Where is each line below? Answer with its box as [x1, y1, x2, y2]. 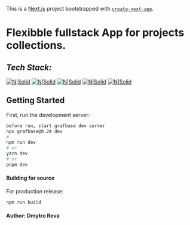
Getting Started [6, 95, 65, 106]
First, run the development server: [6, 111, 90, 118]
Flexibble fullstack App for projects [6, 26, 185, 39]
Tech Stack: [6, 62, 52, 72]
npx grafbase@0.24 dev [6, 128, 63, 134]
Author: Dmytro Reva [6, 212, 60, 220]
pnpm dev [6, 161, 28, 168]
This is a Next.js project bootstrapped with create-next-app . [6, 5, 154, 12]
